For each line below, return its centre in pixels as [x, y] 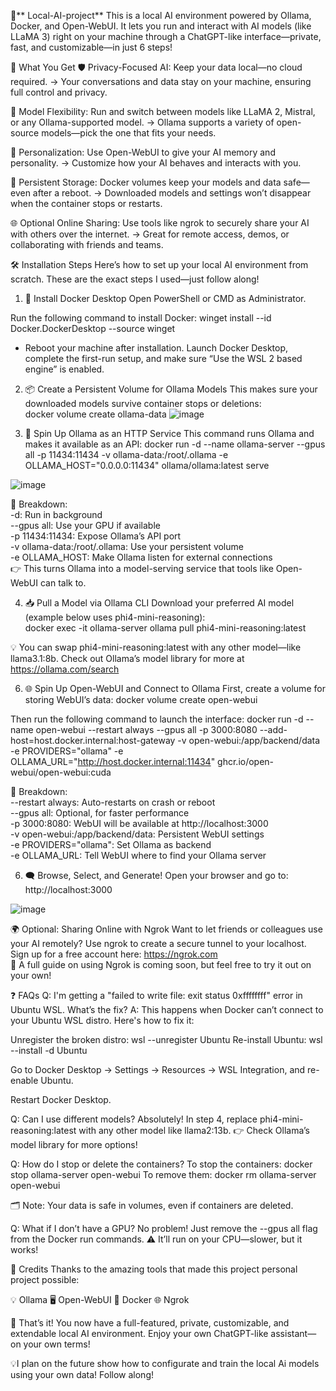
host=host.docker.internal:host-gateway [93, 740]
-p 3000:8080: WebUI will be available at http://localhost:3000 [139, 823]
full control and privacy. [59, 92]
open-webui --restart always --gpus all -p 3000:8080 [146, 729]
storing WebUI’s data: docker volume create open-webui [141, 699]
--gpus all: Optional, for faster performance [100, 813]
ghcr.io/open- [246, 761]
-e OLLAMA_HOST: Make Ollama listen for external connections [141, 557]
